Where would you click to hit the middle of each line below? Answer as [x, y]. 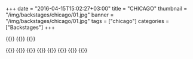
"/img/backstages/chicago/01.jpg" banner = [60, 15]
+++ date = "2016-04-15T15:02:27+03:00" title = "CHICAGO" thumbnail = [96, 9]
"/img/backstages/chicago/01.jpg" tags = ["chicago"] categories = [88, 21]
